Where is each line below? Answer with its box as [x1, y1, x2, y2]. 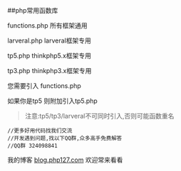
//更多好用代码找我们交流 [7, 127, 73, 134]
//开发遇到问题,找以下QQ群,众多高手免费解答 [7, 135, 123, 142]
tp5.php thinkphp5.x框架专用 [7, 52, 91, 60]
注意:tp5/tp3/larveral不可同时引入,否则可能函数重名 [24, 112, 175, 120]
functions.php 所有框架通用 [7, 21, 88, 30]
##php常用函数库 [7, 6, 58, 14]
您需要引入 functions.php [7, 82, 82, 90]
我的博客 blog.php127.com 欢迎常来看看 [7, 155, 123, 164]
